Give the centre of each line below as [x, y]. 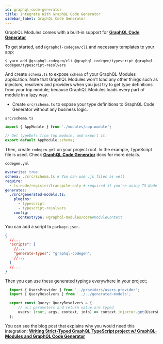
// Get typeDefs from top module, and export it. [56, 136]
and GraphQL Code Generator [55, 336]
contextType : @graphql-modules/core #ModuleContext [70, 217]
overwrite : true [21, 172]
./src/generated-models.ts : [38, 195]
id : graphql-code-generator [33, 9]
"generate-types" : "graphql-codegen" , [53, 254]
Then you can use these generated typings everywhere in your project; [76, 281]
